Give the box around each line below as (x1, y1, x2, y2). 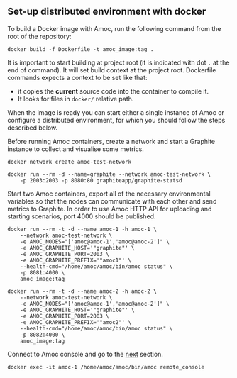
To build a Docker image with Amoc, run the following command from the (7, 24, 221, 33)
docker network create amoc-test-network (7, 158, 132, 165)
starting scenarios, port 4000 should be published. (7, 212, 156, 221)
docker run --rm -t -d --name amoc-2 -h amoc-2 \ (7, 287, 158, 295)
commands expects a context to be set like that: (7, 73, 148, 82)
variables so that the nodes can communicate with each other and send (7, 196, 217, 205)
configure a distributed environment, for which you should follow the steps (7, 116, 226, 124)
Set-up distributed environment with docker (7, 6, 206, 18)
